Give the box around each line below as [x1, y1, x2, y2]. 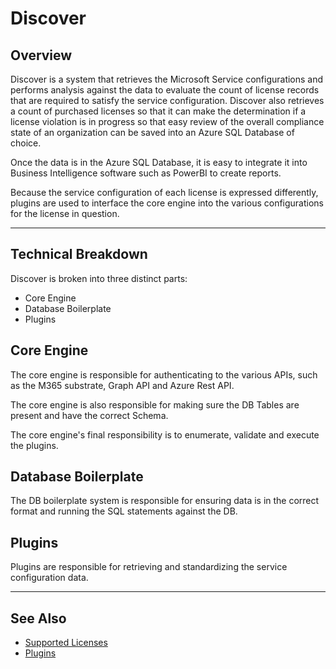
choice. [10, 137, 42, 149]
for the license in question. [10, 208, 120, 219]
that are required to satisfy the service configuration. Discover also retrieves [10, 95, 325, 106]
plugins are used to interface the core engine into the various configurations [10, 197, 324, 209]
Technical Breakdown [10, 246, 148, 263]
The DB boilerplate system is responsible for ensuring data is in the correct [10, 495, 320, 507]
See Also [10, 610, 67, 627]
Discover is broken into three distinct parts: [10, 272, 188, 284]
